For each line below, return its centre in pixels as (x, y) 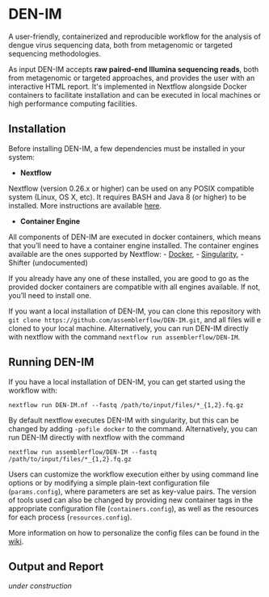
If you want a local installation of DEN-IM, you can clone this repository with (134, 311)
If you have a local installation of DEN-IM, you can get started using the (127, 381)
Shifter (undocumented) (48, 263)
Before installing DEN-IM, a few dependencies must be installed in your (127, 148)
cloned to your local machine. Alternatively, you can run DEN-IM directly (128, 328)
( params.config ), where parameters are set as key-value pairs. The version (132, 491)
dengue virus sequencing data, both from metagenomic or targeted (120, 44)
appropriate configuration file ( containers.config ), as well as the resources (134, 508)
